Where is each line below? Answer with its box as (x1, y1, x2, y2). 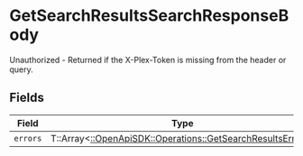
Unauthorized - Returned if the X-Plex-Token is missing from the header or (9, 54, 287, 65)
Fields (9, 90, 45, 106)
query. (9, 64, 33, 75)
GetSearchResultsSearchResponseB (9, 5, 289, 26)
